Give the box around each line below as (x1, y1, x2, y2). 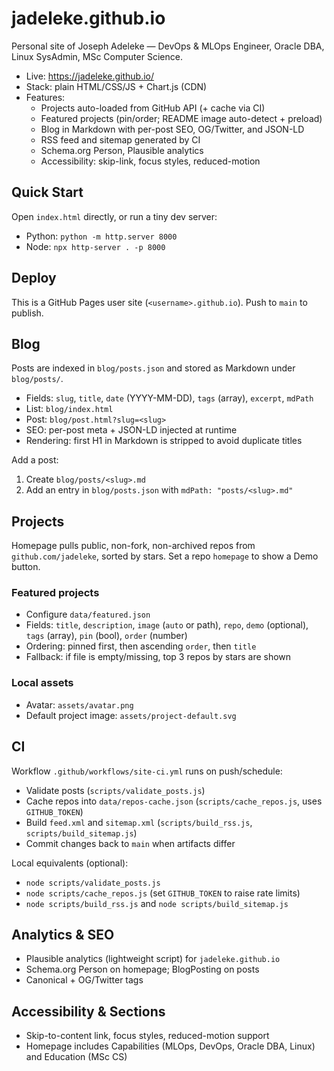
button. (11, 561, 41, 573)
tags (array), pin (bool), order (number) (25, 630, 188, 642)
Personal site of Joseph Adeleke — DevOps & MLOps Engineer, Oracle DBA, (11, 40, 325, 52)
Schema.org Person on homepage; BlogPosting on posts (25, 963, 260, 976)
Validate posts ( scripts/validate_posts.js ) (25, 784, 206, 796)
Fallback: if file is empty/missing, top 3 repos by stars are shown (25, 651, 292, 663)
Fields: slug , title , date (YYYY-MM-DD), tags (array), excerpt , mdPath (25, 392, 314, 404)
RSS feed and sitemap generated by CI (40, 133, 201, 146)
